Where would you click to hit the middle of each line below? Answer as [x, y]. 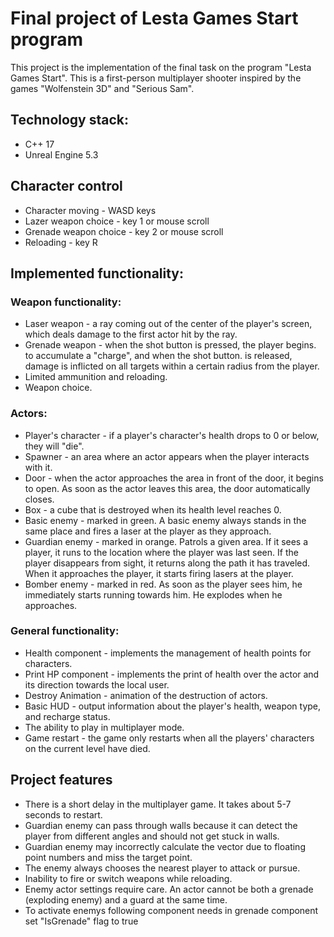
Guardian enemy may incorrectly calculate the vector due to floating [165, 846]
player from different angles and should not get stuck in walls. [152, 836]
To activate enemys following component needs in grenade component [171, 910]
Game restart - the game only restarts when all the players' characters [169, 738]
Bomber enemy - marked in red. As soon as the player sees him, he [163, 584]
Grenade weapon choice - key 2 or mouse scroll [124, 231]
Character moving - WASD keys [90, 210]
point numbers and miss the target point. [108, 857]
